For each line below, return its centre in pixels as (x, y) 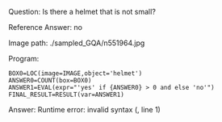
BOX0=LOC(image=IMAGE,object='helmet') (75, 74)
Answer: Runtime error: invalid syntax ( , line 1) (85, 109)
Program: (24, 59)
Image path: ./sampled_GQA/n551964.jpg (77, 43)
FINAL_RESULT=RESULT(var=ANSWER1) (67, 95)
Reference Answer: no (46, 27)
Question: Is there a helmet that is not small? (82, 12)
